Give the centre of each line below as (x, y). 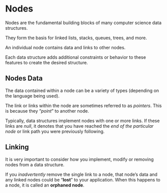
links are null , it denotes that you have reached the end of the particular (79, 126)
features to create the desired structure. (47, 62)
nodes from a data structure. (35, 164)
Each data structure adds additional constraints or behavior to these (76, 57)
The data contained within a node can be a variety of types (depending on (82, 90)
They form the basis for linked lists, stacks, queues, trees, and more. (76, 38)
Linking (17, 147)
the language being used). (32, 95)
